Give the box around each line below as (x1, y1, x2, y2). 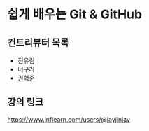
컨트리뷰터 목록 (7, 36, 69, 48)
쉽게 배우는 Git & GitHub (7, 6, 142, 22)
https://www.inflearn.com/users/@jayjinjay (7, 115, 131, 123)
